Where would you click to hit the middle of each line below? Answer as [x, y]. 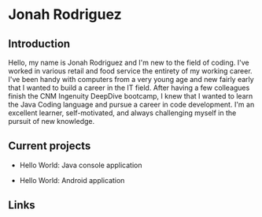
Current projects [50, 146]
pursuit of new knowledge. [52, 121]
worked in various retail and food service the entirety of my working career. [131, 71]
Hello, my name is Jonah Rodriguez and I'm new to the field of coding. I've [129, 62]
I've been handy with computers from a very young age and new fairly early [131, 79]
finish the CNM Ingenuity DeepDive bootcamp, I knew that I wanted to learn [131, 96]
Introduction [39, 44]
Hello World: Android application [72, 180]
